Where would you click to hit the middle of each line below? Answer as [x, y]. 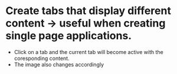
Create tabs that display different [88, 11]
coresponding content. [42, 58]
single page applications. [69, 36]
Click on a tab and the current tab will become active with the [88, 52]
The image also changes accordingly [59, 64]
